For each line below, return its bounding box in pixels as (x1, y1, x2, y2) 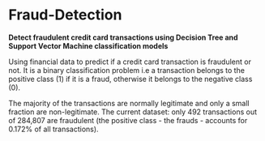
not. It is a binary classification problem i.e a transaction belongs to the (8, 65, 246, 75)
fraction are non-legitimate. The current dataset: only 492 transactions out (8, 107, 258, 117)
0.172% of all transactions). (8, 124, 99, 134)
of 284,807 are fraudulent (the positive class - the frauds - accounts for (8, 115, 248, 125)
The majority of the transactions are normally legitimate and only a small (8, 98, 250, 108)
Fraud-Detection (8, 6, 122, 24)
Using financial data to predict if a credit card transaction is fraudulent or (8, 57, 251, 66)
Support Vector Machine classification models (8, 41, 169, 50)
